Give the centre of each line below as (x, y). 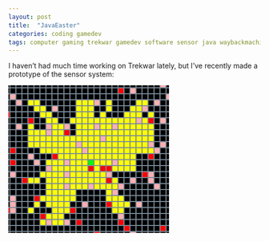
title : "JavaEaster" (44, 25)
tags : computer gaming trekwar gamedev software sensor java (112, 42)
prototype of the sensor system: (61, 74)
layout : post (30, 17)
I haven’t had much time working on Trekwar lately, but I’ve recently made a (133, 66)
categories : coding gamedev (55, 34)
